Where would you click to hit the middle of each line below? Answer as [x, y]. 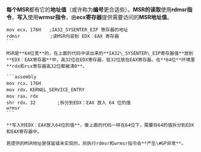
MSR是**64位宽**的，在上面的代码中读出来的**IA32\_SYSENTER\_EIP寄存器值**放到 [100, 54]
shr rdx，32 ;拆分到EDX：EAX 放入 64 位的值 [69, 103]
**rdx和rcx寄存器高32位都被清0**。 [47, 66]
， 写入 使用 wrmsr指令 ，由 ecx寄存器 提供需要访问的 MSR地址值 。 [92, 17]
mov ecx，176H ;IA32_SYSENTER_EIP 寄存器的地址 [67, 30]
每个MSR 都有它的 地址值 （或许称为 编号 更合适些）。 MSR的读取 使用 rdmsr [97, 9]
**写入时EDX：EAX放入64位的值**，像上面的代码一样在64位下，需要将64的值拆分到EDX [100, 125]
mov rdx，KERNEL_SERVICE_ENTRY [46, 90]
